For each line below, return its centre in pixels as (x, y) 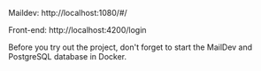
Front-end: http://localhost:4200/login (77, 30)
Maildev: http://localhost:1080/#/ (68, 13)
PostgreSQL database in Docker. (68, 56)
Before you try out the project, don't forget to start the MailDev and (130, 47)
